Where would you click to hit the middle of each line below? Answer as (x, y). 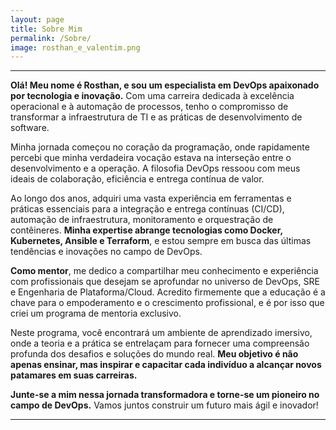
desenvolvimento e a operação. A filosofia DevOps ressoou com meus (155, 168)
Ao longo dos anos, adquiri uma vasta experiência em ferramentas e (151, 198)
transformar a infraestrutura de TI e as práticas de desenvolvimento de (156, 117)
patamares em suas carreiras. (74, 375)
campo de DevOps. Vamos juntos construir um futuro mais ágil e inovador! (164, 405)
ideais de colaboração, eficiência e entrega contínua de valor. (137, 179)
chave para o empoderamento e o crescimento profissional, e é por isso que (167, 303)
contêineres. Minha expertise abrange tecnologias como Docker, (146, 230)
